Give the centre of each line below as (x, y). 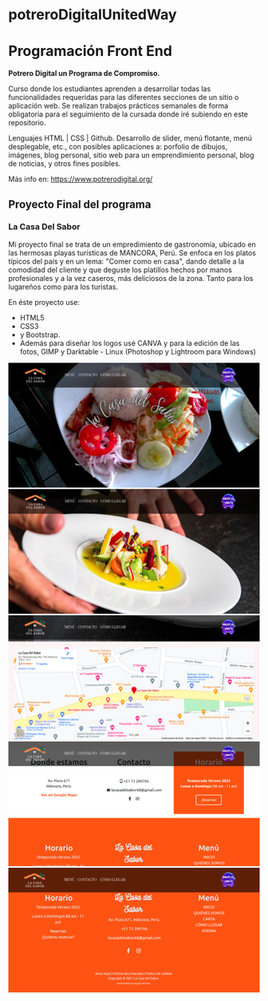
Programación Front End (91, 51)
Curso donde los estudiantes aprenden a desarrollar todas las (110, 89)
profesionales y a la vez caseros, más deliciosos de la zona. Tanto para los (131, 278)
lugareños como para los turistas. (63, 287)
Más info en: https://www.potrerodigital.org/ (81, 179)
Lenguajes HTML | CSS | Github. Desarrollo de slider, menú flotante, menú (130, 138)
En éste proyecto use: (44, 302)
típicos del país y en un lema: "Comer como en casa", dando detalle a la (126, 261)
